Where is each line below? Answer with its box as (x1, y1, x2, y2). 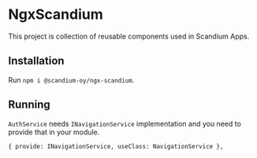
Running (8, 98, 51, 112)
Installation (8, 54, 65, 68)
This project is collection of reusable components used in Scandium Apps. (8, 31, 250, 41)
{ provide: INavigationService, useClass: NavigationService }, (8, 142, 224, 150)
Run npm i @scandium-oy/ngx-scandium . (8, 75, 135, 84)
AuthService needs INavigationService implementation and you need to (8, 119, 242, 128)
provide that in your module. (8, 127, 100, 137)
